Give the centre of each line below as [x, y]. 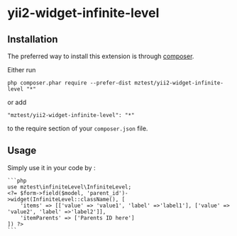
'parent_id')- [108, 193]
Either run [22, 70]
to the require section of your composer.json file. [78, 128]
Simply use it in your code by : [51, 167]
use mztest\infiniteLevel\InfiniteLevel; [70, 187]
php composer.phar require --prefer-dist [70, 83]
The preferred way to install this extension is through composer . [101, 56]
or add [17, 102]
